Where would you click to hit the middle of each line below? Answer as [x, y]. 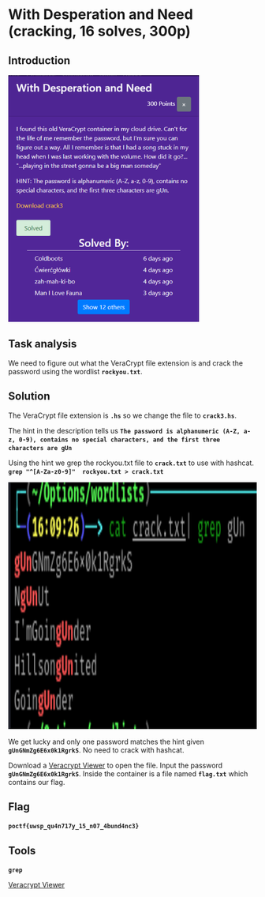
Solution [29, 396]
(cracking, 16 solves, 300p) [99, 31]
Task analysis [43, 344]
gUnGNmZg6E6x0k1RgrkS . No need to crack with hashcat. [96, 750]
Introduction [39, 60]
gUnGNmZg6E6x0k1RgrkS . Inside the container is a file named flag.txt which [128, 773]
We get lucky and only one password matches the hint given [106, 741]
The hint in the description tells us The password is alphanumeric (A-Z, [124, 430]
